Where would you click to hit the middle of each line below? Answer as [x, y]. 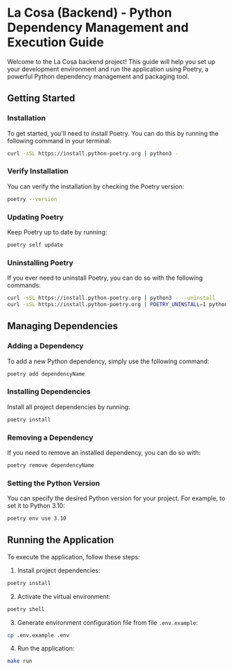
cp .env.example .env [38, 635]
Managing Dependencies [62, 326]
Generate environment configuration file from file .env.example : [107, 622]
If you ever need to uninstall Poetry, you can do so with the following [105, 278]
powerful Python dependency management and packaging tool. [98, 76]
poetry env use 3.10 [37, 519]
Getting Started [41, 98]
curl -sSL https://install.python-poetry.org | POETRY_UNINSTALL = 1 [107, 305]
